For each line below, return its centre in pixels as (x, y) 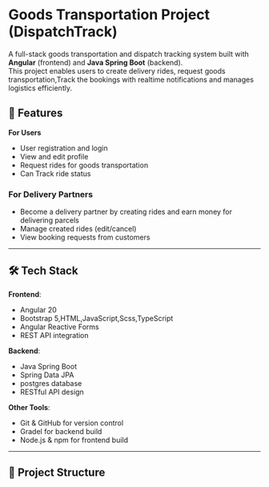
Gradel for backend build (61, 431)
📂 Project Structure (57, 473)
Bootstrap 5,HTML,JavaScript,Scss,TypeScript (96, 318)
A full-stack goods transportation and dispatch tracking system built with (129, 54)
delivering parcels (50, 220)
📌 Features (36, 113)
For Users (25, 132)
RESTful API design (52, 392)
